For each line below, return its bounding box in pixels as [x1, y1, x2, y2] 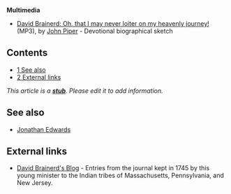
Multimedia [6, 6, 40, 14]
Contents [6, 47, 48, 59]
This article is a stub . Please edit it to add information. [6, 87, 163, 95]
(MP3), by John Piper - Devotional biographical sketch [16, 27, 173, 35]
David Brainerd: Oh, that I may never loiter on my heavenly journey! [16, 20, 210, 27]
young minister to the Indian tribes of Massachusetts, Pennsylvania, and [16, 171, 224, 180]
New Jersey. [16, 179, 53, 187]
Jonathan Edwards [16, 125, 71, 133]
